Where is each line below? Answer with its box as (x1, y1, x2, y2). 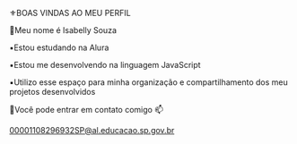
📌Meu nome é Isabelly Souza (9, 25, 117, 35)
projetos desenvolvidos (9, 87, 96, 97)
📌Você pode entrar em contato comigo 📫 (9, 105, 163, 114)
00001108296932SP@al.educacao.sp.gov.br (9, 125, 175, 135)
